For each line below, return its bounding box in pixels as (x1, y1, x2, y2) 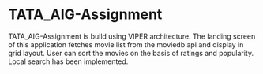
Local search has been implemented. (8, 57, 129, 66)
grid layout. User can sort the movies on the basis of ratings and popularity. (8, 48, 254, 57)
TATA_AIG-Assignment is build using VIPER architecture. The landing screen (8, 31, 256, 41)
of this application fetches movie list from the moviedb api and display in (8, 39, 244, 49)
